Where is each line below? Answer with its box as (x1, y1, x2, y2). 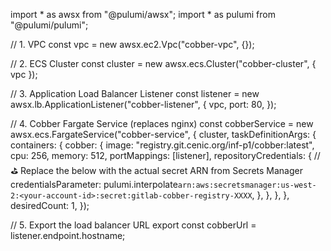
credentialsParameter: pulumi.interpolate (10, 179, 178, 190)
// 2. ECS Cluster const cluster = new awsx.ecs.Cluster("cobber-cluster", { (10, 58, 317, 69)
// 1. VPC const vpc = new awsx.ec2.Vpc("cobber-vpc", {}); (10, 39, 255, 50)
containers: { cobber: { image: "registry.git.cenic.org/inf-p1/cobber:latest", (10, 139, 315, 151)
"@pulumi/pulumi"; (10, 19, 89, 31)
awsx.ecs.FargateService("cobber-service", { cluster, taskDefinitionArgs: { (10, 129, 317, 140)
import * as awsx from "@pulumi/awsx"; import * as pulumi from (10, 9, 276, 20)
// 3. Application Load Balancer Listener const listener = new (10, 88, 260, 99)
